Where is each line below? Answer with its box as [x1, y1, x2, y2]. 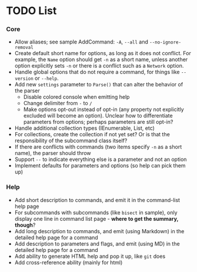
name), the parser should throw [14, 150, 91, 157]
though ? [14, 221, 36, 229]
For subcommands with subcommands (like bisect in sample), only [14, 209, 178, 216]
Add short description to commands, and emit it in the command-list [14, 196, 181, 203]
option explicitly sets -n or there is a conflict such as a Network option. [14, 62, 184, 69]
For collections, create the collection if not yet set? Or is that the [14, 131, 171, 138]
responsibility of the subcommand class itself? [14, 137, 128, 145]
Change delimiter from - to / [23, 100, 92, 107]
